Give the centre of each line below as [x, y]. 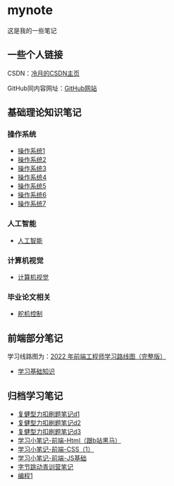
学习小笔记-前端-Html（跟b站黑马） [69, 440]
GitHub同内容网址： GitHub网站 [52, 88]
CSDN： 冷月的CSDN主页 [43, 73]
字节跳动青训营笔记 [45, 466]
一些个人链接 [35, 55]
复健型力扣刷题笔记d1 [49, 413]
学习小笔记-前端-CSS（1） [56, 449]
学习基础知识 [36, 371]
